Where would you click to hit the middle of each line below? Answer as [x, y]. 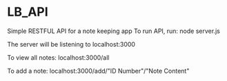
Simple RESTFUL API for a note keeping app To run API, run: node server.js [114, 31]
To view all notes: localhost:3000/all [58, 57]
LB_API [28, 12]
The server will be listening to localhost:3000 [71, 44]
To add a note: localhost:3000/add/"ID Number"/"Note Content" [98, 71]
